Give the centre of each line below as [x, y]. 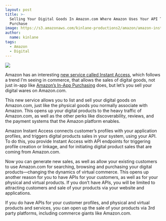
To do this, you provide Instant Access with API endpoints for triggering [78, 141]
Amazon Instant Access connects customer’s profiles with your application [81, 131]
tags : [11, 42]
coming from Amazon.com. [33, 152]
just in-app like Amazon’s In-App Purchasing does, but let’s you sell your [79, 85]
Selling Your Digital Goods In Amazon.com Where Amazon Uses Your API [84, 19]
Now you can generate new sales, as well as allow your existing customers [81, 161]
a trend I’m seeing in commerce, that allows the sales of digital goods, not [80, 80]
